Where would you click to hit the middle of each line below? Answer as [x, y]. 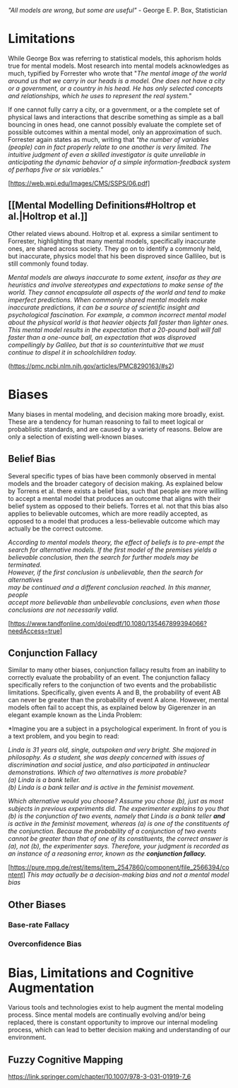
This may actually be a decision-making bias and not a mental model [128, 875]
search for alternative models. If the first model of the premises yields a [113, 550]
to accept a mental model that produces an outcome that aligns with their [114, 498]
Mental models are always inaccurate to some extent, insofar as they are [115, 277]
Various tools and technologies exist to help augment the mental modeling [116, 1007]
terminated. [25, 564]
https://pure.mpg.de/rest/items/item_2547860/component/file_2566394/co [120, 868]
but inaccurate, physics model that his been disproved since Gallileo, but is [117, 256]
